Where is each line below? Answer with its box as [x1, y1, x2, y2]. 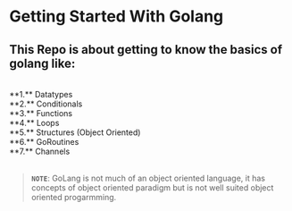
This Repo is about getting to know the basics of [9, 42, 283, 57]
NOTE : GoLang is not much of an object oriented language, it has [30, 173, 266, 183]
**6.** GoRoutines [9, 137, 79, 147]
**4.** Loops [9, 118, 60, 128]
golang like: [9, 55, 76, 71]
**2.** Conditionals [9, 98, 83, 109]
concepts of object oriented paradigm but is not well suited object [30, 182, 274, 193]
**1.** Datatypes [9, 89, 73, 99]
